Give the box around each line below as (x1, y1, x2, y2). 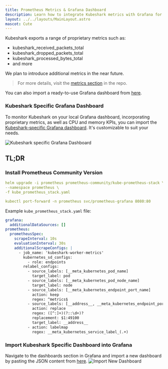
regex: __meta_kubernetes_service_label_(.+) (31, 329, 128, 334)
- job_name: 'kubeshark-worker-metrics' (18, 250, 104, 255)
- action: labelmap (27, 324, 68, 330)
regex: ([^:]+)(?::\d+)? (31, 311, 84, 316)
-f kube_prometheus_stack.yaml (5, 190, 70, 195)
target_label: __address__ (31, 320, 88, 325)
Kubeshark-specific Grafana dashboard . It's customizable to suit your (5, 124, 148, 130)
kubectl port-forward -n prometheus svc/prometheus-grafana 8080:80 (5, 199, 151, 204)
